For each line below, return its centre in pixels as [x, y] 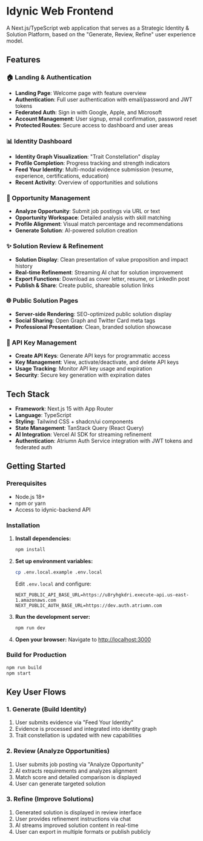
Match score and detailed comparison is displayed [78, 777]
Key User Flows [36, 692]
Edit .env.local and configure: [53, 584]
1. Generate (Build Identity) [46, 709]
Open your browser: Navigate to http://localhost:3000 [83, 639]
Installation [23, 525]
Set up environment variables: [54, 561]
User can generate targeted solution [60, 783]
